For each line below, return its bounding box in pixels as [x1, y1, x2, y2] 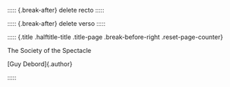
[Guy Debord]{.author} [7, 60, 73, 68]
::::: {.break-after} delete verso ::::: [7, 19, 106, 27]
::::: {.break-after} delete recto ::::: [7, 6, 104, 14]
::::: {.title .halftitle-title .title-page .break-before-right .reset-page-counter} [7, 33, 223, 41]
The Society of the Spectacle [7, 47, 92, 54]
